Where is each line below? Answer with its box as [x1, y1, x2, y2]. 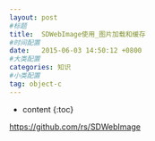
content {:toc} [22, 104, 74, 114]
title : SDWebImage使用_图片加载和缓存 [9, 29, 146, 38]
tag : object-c [9, 79, 63, 88]
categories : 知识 [9, 63, 72, 72]
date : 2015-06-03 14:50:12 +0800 [9, 46, 142, 55]
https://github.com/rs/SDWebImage [9, 121, 142, 132]
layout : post [9, 12, 58, 22]
